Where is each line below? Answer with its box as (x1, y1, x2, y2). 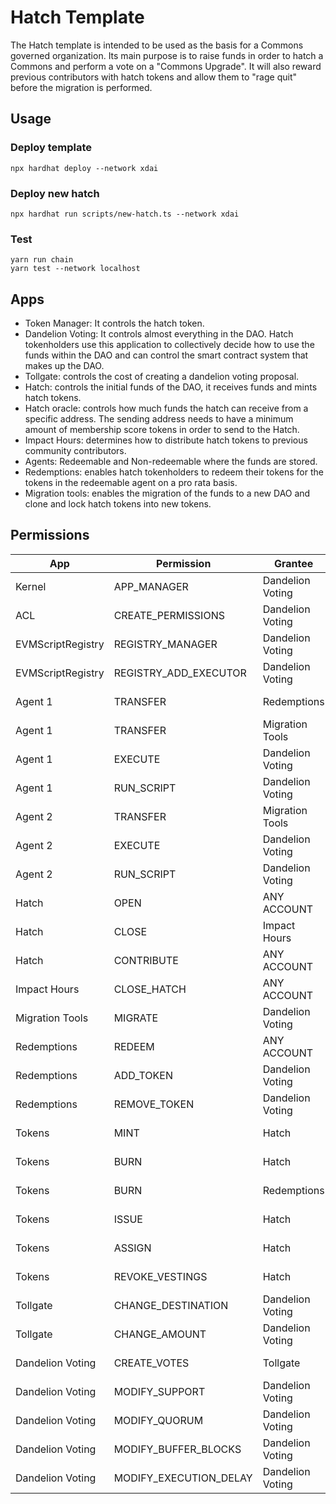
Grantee (274, 556, 314, 570)
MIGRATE (113, 1011, 159, 1025)
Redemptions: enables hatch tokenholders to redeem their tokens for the (24, 466, 324, 478)
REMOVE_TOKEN (113, 1097, 195, 1111)
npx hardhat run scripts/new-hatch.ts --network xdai (10, 209, 240, 219)
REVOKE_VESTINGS (113, 1269, 208, 1283)
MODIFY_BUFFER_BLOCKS (113, 1442, 242, 1456)
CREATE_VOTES (113, 1356, 190, 1370)
